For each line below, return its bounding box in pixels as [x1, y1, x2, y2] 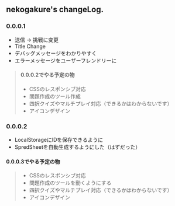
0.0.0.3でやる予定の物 [6, 158, 60, 165]
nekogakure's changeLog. [6, 5, 104, 15]
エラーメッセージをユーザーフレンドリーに [14, 57, 117, 64]
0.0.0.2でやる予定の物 [20, 71, 75, 78]
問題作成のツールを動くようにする [29, 179, 112, 186]
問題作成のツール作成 [29, 93, 81, 100]
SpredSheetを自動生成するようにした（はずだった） [14, 144, 141, 151]
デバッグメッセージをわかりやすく [14, 50, 97, 57]
